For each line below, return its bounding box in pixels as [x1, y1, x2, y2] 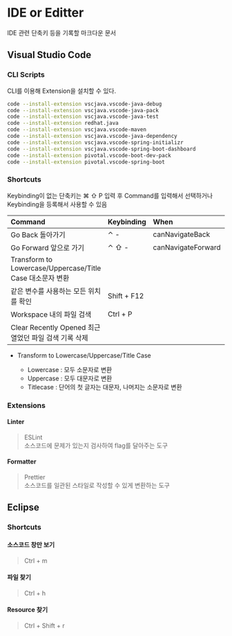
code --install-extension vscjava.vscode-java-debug [7, 100, 162, 107]
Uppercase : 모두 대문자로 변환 [27, 374, 113, 382]
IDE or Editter [7, 5, 84, 21]
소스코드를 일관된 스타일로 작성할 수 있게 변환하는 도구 [23, 482, 171, 489]
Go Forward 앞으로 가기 [10, 242, 85, 252]
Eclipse [7, 502, 40, 513]
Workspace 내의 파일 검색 [10, 310, 92, 319]
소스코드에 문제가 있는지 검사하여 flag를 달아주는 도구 [23, 441, 168, 450]
